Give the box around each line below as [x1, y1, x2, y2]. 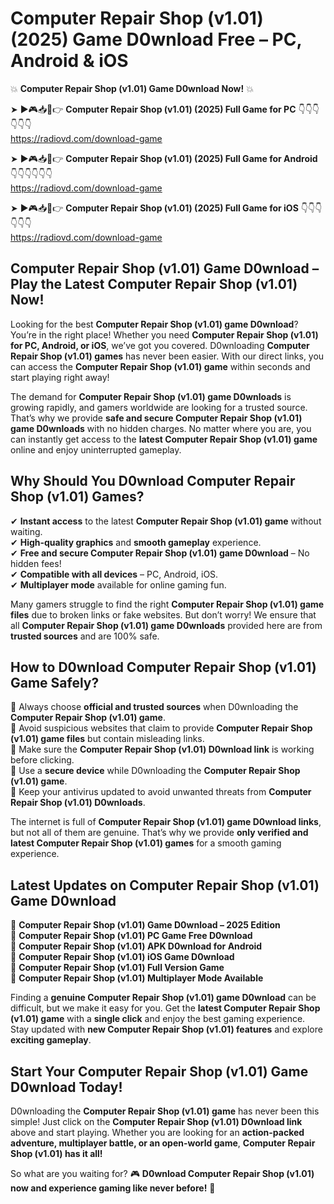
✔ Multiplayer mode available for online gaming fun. [10, 578, 227, 591]
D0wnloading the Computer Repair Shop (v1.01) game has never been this [10, 1105, 320, 1117]
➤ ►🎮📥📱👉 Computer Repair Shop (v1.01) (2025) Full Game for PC [10, 103, 297, 115]
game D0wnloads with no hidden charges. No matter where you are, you [10, 422, 312, 434]
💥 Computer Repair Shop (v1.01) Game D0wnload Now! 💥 [10, 82, 254, 94]
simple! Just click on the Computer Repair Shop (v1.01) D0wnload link [10, 1116, 303, 1127]
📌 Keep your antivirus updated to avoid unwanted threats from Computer [10, 786, 312, 798]
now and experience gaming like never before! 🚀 [10, 1182, 216, 1194]
